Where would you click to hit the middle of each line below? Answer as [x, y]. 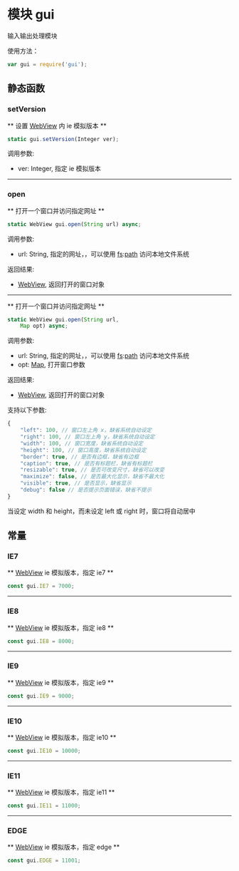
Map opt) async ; [44, 326]
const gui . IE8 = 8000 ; [41, 641]
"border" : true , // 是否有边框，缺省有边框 [80, 457]
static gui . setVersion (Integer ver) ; [63, 139]
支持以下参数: [27, 410]
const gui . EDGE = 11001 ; [44, 861]
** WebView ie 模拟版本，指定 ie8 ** [61, 627]
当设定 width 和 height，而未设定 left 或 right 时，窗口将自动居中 [101, 511]
